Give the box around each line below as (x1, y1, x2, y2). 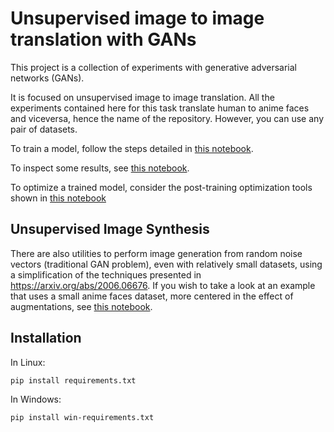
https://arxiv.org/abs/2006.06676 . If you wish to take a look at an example (10, 279, 316, 291)
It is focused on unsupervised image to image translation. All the (10, 91, 275, 103)
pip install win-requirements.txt (10, 412, 155, 422)
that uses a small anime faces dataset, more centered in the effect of (10, 290, 294, 302)
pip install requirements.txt (10, 375, 137, 386)
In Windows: (10, 393, 62, 405)
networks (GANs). (10, 72, 85, 84)
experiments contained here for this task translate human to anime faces (10, 102, 310, 114)
